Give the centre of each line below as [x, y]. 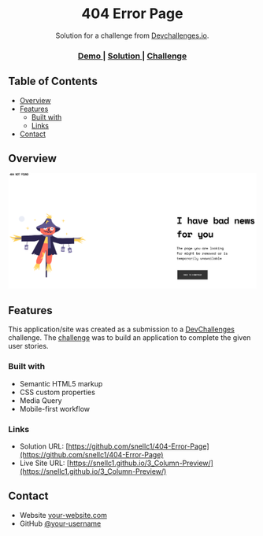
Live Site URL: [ [44, 463]
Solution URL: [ [44, 446]
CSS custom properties [57, 392]
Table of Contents [53, 81]
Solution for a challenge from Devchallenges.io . [132, 35]
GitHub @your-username [60, 523]
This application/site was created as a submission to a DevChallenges [121, 329]
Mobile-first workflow [55, 408]
